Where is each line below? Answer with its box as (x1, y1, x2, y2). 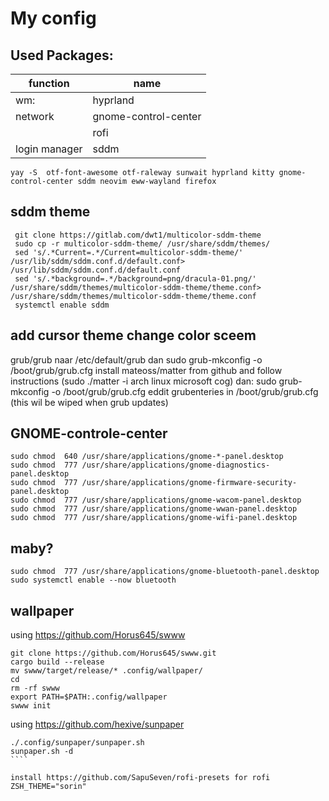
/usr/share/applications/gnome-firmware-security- (81, 478, 298, 488)
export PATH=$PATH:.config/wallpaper (10, 692, 168, 702)
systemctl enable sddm (14, 300, 110, 310)
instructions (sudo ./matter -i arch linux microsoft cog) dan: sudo (10, 375, 277, 387)
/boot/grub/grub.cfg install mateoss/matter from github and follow (10, 364, 283, 376)
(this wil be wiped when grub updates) (10, 396, 169, 408)
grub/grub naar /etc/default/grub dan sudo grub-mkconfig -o (10, 353, 263, 366)
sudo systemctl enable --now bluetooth (10, 575, 177, 586)
